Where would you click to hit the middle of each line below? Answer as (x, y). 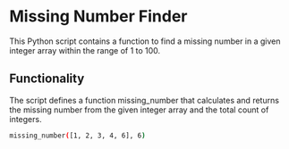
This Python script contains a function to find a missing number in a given (145, 41)
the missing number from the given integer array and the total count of (139, 110)
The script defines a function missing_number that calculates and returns (144, 100)
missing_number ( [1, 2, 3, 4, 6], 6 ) (77, 136)
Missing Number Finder (98, 17)
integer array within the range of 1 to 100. (85, 50)
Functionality (47, 79)
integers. (25, 119)
